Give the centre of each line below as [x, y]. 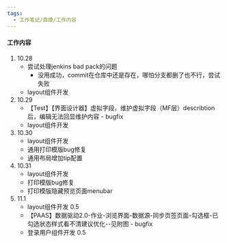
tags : [15, 13]
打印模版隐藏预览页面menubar [70, 191]
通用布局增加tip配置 [55, 157]
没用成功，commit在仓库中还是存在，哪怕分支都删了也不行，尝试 [129, 75]
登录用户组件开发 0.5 [57, 232]
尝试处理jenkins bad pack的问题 [72, 66]
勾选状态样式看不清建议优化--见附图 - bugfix [90, 224]
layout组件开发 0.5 [53, 207]
